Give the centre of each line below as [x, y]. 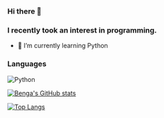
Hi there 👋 [25, 11]
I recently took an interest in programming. [82, 30]
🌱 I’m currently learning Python [63, 46]
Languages [27, 64]
